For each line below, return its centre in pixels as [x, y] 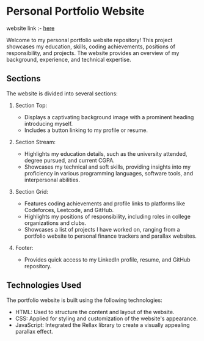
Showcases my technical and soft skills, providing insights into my [107, 167]
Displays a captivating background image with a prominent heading [109, 117]
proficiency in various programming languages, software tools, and [109, 173]
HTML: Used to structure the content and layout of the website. [95, 312]
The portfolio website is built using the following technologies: [85, 300]
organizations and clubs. [55, 223]
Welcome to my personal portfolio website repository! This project [89, 40]
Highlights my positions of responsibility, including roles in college [107, 216]
